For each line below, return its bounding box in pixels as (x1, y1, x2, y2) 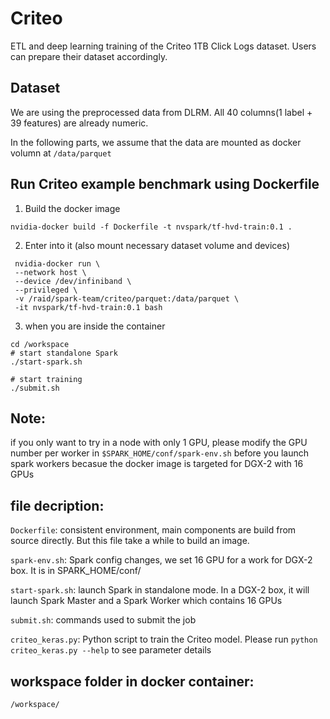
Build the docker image (24, 202, 121, 214)
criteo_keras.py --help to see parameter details (10, 644, 212, 656)
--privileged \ (14, 285, 78, 295)
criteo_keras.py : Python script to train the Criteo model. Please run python (10, 633, 318, 646)
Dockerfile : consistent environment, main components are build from (10, 524, 297, 536)
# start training (10, 374, 83, 384)
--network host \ (14, 267, 87, 277)
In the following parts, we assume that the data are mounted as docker (10, 136, 302, 148)
